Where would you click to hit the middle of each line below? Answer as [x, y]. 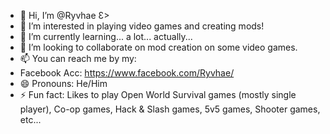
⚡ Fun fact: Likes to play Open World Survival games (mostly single [158, 94]
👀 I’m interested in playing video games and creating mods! [142, 26]
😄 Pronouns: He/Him [63, 83]
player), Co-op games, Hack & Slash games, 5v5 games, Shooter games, [170, 109]
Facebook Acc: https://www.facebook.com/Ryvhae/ [127, 73]
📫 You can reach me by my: [78, 58]
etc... [30, 119]
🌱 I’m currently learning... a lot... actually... [106, 36]
